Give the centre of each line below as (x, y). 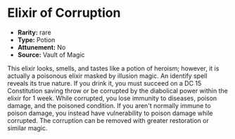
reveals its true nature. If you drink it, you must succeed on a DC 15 (104, 83)
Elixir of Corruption (64, 13)
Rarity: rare (34, 32)
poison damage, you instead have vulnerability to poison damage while (110, 113)
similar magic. (27, 128)
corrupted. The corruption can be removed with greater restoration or (108, 120)
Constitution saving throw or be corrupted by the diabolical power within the (118, 91)
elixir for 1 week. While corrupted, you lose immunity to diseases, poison (112, 98)
